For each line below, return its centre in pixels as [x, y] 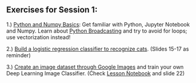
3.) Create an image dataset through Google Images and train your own [95, 67]
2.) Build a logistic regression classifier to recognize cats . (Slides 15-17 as [98, 49]
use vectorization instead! [38, 37]
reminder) [19, 55]
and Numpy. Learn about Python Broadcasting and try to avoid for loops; [97, 31]
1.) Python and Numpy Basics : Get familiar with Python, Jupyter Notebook [98, 24]
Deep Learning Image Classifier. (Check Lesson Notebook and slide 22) [96, 73]
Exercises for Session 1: [52, 10]
